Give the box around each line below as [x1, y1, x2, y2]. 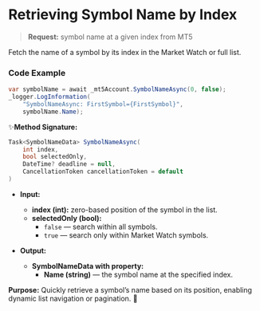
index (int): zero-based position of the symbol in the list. [31, 205, 218, 215]
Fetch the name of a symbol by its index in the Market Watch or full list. [8, 47, 242, 57]
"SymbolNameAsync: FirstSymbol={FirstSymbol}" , [22, 100, 183, 108]
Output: [19, 246, 46, 255]
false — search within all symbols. [43, 222, 158, 231]
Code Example [8, 67, 66, 78]
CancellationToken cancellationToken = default [22, 167, 183, 176]
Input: [19, 189, 41, 199]
